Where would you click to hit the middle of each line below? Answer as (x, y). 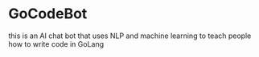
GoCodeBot (48, 14)
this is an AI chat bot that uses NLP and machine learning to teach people (130, 36)
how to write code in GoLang (56, 44)
